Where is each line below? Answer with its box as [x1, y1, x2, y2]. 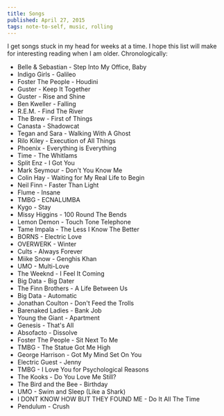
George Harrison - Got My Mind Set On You [17, 351, 142, 359]
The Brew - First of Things [17, 115, 93, 123]
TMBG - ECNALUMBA [17, 196, 81, 204]
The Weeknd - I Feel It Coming [17, 269, 105, 278]
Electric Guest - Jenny [17, 358, 82, 367]
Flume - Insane [17, 188, 61, 197]
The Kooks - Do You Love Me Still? [17, 373, 117, 381]
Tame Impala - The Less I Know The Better [17, 225, 140, 233]
